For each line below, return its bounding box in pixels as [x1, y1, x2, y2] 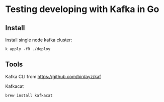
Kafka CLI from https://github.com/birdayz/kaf [5, 73, 102, 79]
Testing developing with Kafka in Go [5, 4, 159, 15]
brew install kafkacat [5, 93, 53, 98]
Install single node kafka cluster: [5, 37, 72, 43]
